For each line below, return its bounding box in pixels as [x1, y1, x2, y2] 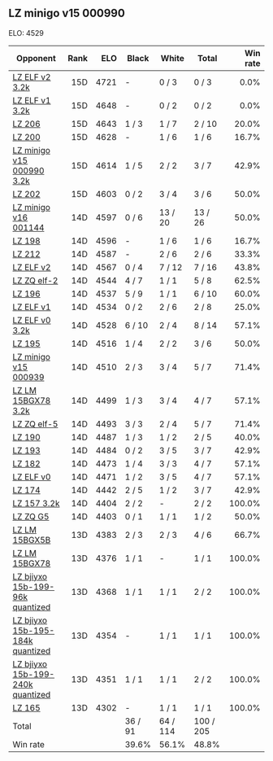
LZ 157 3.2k [12, 497, 60, 509]
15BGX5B [12, 534, 51, 545]
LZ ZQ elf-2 [12, 274, 58, 286]
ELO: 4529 [8, 28, 45, 37]
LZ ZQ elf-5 [12, 418, 58, 430]
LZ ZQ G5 [12, 510, 50, 522]
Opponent [15, 52, 57, 63]
